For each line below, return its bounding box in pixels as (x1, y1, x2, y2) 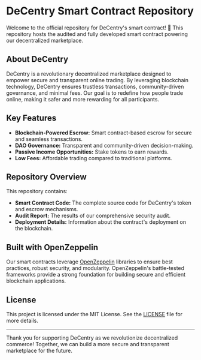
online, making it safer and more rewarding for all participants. (6, 95, 160, 103)
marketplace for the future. (6, 347, 73, 354)
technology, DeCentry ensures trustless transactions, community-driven (6, 83, 184, 90)
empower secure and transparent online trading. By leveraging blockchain (6, 76, 189, 83)
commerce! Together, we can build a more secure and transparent (6, 341, 169, 347)
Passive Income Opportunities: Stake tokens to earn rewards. (14, 148, 169, 155)
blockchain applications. (6, 277, 66, 284)
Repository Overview (6, 172, 87, 182)
